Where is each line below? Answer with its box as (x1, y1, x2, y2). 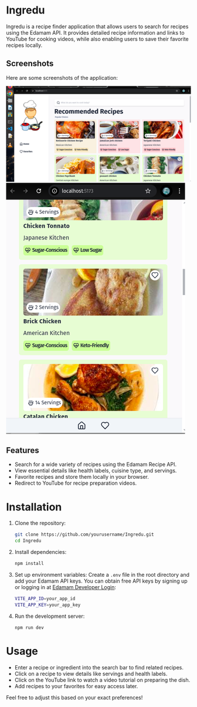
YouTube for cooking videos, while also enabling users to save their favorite (6, 35, 189, 42)
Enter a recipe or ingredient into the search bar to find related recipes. (14, 664, 184, 671)
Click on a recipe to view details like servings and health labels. (14, 670, 168, 677)
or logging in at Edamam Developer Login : (14, 583, 116, 590)
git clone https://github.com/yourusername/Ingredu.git (14, 532, 154, 537)
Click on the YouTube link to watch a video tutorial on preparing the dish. (14, 676, 191, 684)
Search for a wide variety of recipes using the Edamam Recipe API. (14, 461, 177, 468)
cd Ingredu (14, 538, 42, 544)
